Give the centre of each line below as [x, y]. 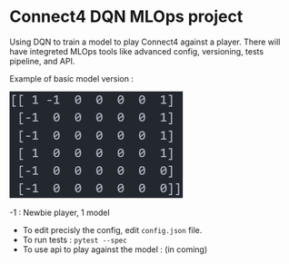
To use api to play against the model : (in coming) [115, 249]
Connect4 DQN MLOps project [126, 17]
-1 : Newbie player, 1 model [60, 212]
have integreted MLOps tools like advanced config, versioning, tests [137, 51]
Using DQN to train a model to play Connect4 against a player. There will [145, 42]
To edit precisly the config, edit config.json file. [112, 230]
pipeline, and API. [42, 61]
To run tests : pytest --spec [75, 240]
